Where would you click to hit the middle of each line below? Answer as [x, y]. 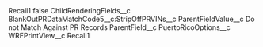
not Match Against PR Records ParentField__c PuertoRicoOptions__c [120, 27]
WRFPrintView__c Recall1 [49, 36]
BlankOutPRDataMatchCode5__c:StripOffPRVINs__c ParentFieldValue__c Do [131, 19]
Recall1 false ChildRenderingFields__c [69, 11]
